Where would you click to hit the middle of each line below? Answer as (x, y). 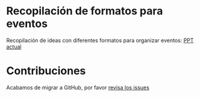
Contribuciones (46, 71)
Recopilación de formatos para (85, 11)
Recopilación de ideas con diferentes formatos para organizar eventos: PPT (100, 40)
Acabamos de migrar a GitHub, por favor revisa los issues (78, 87)
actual (14, 47)
